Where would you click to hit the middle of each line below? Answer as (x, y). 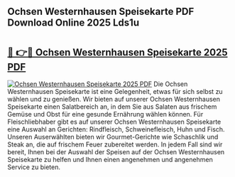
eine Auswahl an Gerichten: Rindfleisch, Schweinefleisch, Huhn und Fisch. (116, 129)
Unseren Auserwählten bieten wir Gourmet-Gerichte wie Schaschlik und (113, 137)
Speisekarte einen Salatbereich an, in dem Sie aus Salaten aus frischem (112, 107)
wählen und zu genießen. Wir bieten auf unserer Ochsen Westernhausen (114, 99)
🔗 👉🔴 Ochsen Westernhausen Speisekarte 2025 (117, 52)
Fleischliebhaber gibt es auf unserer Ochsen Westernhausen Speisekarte (114, 122)
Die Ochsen (171, 84)
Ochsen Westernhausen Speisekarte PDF (101, 12)
